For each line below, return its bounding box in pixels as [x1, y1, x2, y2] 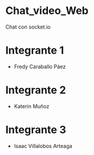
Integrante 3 [5, 124, 67, 136]
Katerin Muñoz [13, 103, 50, 110]
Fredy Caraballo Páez [13, 63, 66, 70]
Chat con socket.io [5, 23, 51, 30]
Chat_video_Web [5, 4, 89, 17]
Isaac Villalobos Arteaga [13, 142, 72, 149]
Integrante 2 [5, 83, 67, 97]
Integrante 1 [5, 44, 64, 57]
